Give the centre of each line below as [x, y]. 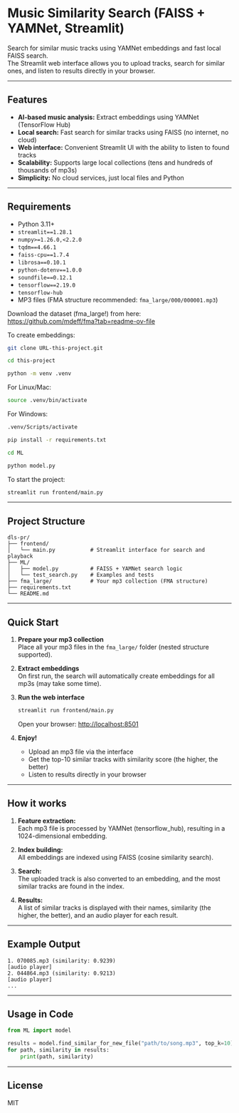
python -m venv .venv [39, 374]
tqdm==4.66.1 [37, 247]
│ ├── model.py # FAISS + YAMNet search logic [95, 569]
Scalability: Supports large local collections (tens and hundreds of [115, 163]
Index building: [40, 849]
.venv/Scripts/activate [43, 427]
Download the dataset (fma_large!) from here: [74, 313]
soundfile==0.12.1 [45, 277]
